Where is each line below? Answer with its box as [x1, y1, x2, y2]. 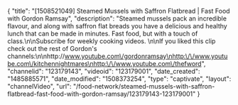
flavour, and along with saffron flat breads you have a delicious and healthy [7, 22, 227, 30]
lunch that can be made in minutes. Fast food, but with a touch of [7, 29, 198, 38]
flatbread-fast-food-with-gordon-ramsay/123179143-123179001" [7, 89, 196, 98]
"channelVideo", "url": [7, 82, 72, 90]
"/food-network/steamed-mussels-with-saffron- [73, 82, 215, 90]
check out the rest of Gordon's [7, 45, 97, 52]
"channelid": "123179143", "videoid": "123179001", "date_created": [7, 67, 200, 75]
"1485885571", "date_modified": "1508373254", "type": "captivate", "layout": [7, 74, 232, 83]
